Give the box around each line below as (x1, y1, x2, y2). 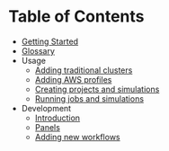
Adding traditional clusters (34, 65, 133, 75)
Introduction (34, 112, 81, 123)
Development (21, 102, 72, 113)
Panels (34, 121, 60, 132)
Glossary (21, 45, 56, 56)
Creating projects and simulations (34, 84, 160, 94)
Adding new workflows (34, 131, 120, 142)
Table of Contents (8, 6, 145, 27)
